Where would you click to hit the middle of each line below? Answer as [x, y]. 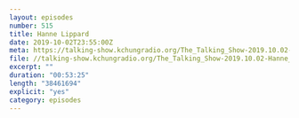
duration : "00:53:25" [49, 75]
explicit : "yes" [39, 91]
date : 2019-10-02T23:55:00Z [61, 42]
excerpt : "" [31, 67]
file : [19, 59]
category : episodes [45, 100]
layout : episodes [41, 17]
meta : [19, 51]
